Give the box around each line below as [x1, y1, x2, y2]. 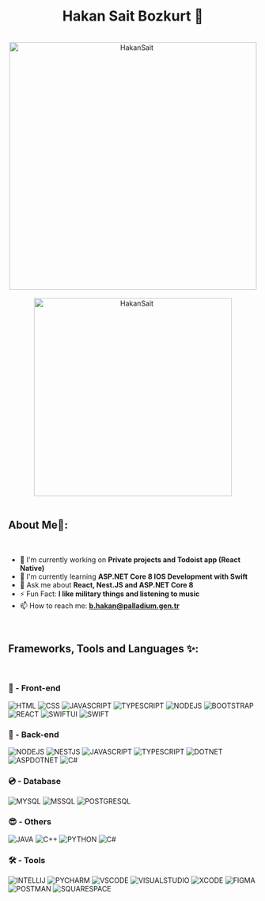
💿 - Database [8, 776, 62, 787]
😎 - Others [8, 816, 51, 827]
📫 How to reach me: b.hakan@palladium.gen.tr [19, 601, 180, 610]
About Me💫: [8, 519, 69, 532]
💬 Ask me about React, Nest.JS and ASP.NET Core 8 [19, 580, 194, 589]
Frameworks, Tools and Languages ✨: [8, 642, 199, 656]
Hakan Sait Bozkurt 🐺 [62, 7, 204, 25]
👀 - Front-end [8, 682, 61, 694]
